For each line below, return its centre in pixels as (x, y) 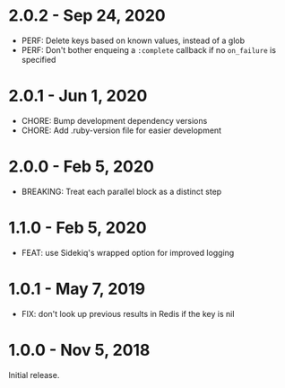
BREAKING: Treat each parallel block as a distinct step (121, 191)
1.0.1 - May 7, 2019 (77, 289)
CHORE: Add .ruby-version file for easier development (121, 130)
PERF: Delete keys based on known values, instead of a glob (133, 40)
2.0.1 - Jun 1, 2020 (78, 96)
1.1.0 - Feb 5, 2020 (78, 228)
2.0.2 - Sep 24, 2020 (87, 16)
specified (39, 59)
